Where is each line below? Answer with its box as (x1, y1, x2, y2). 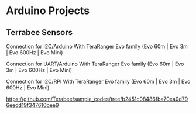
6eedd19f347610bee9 (6, 102, 59, 109)
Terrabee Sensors (6, 27, 73, 37)
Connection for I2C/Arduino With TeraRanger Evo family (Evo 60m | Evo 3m (6, 43, 188, 50)
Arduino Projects (6, 4, 90, 18)
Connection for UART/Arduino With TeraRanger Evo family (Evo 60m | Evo (6, 60, 184, 67)
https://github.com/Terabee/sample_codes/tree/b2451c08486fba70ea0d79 (6, 95, 188, 102)
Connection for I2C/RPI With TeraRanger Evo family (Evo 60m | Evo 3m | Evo (6, 78, 191, 85)
